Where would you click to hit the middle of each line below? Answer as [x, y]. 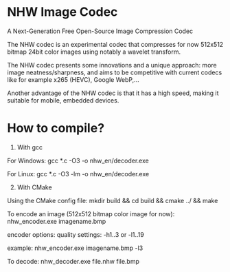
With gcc [30, 147]
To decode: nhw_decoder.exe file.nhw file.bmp [73, 261]
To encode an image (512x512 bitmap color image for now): [91, 213]
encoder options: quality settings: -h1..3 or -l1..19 [76, 234]
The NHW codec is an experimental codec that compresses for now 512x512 [115, 44]
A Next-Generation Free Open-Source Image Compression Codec [100, 31]
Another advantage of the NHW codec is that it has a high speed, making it [113, 93]
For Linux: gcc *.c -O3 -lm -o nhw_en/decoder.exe [78, 174]
